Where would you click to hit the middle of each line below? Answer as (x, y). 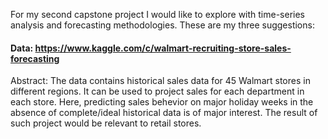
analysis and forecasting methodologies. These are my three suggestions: (162, 25)
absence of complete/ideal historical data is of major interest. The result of (164, 113)
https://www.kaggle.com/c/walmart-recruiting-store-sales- (163, 48)
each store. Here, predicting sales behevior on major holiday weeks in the (162, 102)
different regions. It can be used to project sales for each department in (157, 91)
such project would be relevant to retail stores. (106, 123)
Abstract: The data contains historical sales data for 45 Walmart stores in (160, 81)
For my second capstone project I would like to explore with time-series (158, 14)
